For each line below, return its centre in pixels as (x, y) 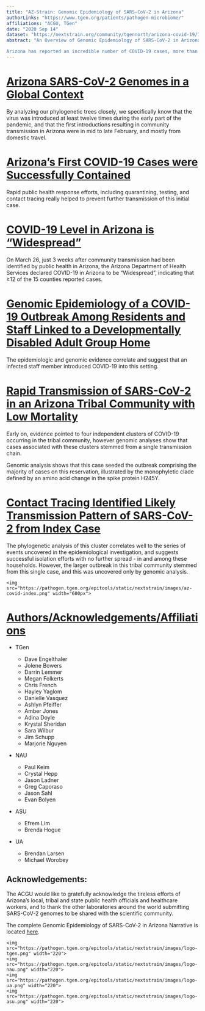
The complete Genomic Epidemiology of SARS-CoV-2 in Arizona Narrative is (102, 925)
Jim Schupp (39, 737)
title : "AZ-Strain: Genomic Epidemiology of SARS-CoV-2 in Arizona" (95, 12)
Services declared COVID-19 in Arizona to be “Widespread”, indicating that (100, 272)
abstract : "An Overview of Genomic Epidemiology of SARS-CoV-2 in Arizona (103, 40)
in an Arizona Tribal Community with (101, 403)
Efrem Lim (37, 823)
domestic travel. (27, 137)
